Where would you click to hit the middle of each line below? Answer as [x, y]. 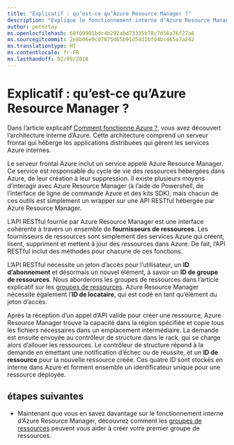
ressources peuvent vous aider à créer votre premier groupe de [108, 428]
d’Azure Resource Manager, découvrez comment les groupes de [109, 421]
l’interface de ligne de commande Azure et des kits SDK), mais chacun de [113, 193]
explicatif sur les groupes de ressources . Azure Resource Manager [103, 287]
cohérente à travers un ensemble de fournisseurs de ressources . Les [108, 229]
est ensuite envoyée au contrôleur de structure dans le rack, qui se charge [114, 337]
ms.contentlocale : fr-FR [43, 53]
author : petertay [32, 27]
